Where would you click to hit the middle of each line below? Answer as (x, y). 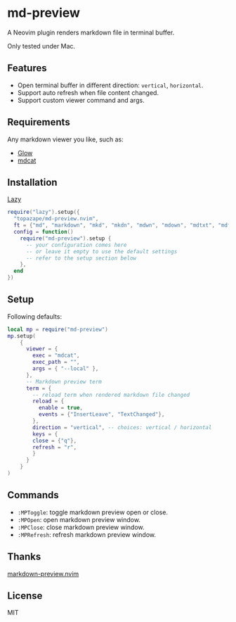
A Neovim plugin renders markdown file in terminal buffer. (91, 32)
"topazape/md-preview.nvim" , (56, 219)
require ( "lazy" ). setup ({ (44, 212)
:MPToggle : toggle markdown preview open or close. (93, 512)
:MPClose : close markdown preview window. (81, 527)
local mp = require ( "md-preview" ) (58, 329)
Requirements (39, 122)
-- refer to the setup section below (81, 258)
